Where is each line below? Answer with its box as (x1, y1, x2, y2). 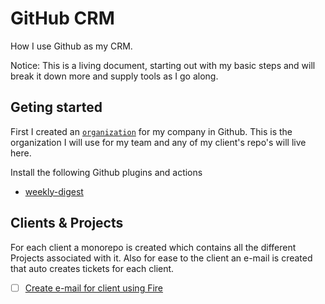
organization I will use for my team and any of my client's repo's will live (10, 136, 307, 148)
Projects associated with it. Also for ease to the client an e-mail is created (10, 252, 313, 264)
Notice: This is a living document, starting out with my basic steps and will (10, 59, 316, 71)
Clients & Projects (10, 215, 124, 232)
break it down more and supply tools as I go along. (10, 70, 219, 82)
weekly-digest (24, 185, 84, 197)
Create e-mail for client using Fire (24, 282, 164, 294)
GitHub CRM (10, 7, 115, 30)
